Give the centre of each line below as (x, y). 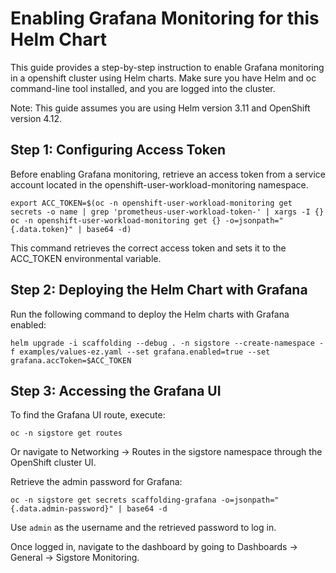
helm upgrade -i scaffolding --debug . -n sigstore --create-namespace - (167, 343)
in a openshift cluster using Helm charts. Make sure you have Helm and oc (163, 78)
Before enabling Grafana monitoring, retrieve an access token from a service (168, 174)
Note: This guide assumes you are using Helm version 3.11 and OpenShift (160, 108)
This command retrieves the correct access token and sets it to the (148, 248)
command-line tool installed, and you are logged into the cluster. (143, 88)
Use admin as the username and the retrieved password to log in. (143, 528)
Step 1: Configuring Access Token (118, 150)
